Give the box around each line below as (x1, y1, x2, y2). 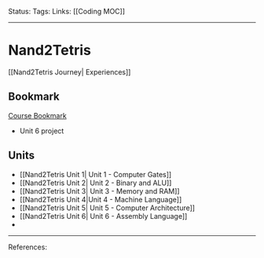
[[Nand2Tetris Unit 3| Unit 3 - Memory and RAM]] (19, 186, 180, 195)
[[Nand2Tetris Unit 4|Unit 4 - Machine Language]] (19, 194, 182, 204)
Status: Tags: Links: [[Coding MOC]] (8, 7, 126, 16)
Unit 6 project (19, 125, 64, 136)
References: (8, 242, 47, 252)
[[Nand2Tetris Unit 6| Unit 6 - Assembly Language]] (19, 211, 188, 220)
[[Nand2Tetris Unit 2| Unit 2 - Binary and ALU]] (19, 178, 172, 187)
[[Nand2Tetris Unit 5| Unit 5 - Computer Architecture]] (19, 203, 195, 213)
